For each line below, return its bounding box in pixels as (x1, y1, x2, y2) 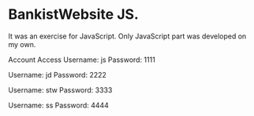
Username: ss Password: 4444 (8, 100, 109, 110)
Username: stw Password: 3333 (8, 85, 113, 95)
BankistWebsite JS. (8, 5, 140, 24)
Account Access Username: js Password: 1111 (8, 55, 155, 64)
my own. (8, 39, 36, 49)
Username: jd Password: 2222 (8, 70, 106, 79)
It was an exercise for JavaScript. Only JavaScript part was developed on (8, 31, 247, 41)
